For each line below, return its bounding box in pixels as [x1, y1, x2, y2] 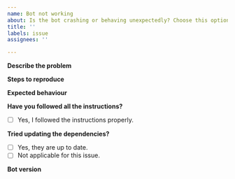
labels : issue [7, 29, 49, 37]
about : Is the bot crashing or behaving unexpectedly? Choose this [7, 17, 208, 24]
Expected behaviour [7, 89, 68, 97]
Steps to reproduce [7, 75, 64, 84]
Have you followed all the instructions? [7, 102, 123, 110]
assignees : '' [7, 36, 49, 43]
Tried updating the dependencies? [7, 130, 110, 138]
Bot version [7, 165, 42, 173]
